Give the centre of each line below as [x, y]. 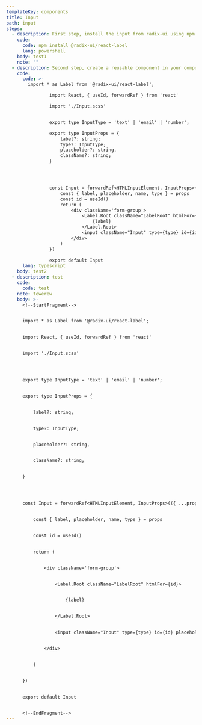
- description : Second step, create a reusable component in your [96, 68]
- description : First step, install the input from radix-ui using [98, 34]
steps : [14, 29]
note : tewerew [35, 294]
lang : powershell [44, 51]
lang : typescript [44, 266]
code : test [36, 288]
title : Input [23, 17]
